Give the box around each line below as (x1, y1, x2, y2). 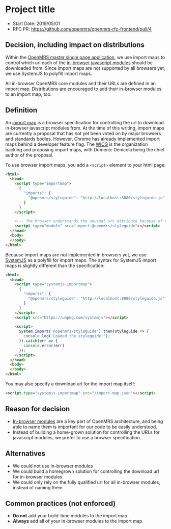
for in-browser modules (12, 473, 63, 480)
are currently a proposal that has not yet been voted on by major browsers (5, 130, 161, 136)
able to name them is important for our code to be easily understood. (12, 424, 158, 430)
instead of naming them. (12, 484, 64, 490)
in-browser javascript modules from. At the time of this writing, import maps (5, 125, 164, 131)
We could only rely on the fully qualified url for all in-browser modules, (12, 479, 160, 485)
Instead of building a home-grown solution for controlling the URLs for (12, 429, 160, 435)
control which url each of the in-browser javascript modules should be (5, 60, 153, 66)
